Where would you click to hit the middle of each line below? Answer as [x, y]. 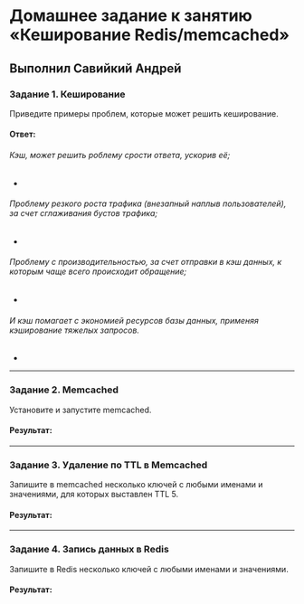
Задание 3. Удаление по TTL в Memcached [109, 465]
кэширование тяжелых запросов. [75, 330]
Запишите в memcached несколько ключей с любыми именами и [136, 485]
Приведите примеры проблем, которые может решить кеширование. [144, 113]
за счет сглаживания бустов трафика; [84, 213]
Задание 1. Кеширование [67, 94]
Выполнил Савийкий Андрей [95, 68]
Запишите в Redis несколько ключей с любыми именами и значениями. [149, 569]
